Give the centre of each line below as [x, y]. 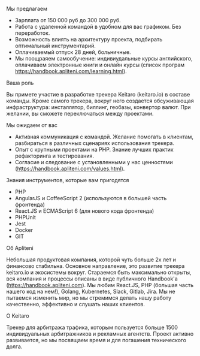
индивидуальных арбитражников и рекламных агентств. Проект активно [100, 334]
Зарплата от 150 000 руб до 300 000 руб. [68, 20]
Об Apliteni [20, 248]
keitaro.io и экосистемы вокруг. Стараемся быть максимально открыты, [99, 272]
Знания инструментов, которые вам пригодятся [68, 180]
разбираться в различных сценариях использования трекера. [95, 143]
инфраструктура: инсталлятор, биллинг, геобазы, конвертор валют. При [99, 107]
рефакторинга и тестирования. [54, 156]
